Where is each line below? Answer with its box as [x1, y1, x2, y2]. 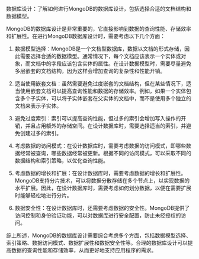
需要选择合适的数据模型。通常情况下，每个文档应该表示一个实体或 [20, 53, 181, 59]
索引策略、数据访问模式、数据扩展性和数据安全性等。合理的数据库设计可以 [6, 239, 188, 246]
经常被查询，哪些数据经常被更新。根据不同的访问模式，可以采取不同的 [20, 150, 191, 156]
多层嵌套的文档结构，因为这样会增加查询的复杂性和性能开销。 [14, 68, 166, 74]
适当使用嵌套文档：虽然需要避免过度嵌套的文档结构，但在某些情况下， [14, 80, 187, 87]
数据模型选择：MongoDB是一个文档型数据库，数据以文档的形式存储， [14, 45, 185, 52]
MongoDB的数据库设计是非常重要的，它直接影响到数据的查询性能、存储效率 [6, 25, 191, 32]
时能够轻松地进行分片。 [14, 192, 72, 199]
